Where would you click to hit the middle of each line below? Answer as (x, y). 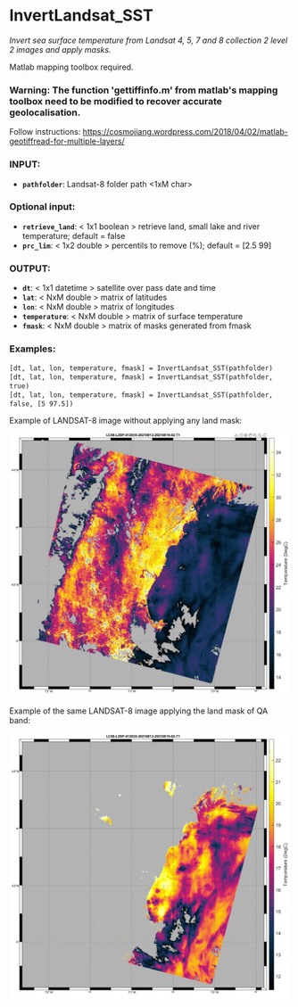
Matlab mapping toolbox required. (71, 67)
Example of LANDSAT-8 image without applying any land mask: (126, 421)
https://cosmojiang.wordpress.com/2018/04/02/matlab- (185, 132)
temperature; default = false (74, 235)
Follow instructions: (45, 132)
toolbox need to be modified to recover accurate (116, 101)
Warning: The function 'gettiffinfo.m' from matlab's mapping (144, 90)
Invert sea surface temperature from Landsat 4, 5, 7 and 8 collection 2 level (149, 40)
